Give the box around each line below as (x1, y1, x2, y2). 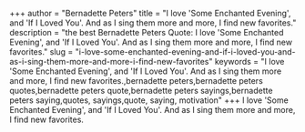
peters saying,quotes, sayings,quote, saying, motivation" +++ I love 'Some (9, 95, 289, 106)
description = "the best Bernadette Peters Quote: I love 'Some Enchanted (9, 27, 284, 37)
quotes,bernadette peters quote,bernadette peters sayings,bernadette (9, 86, 273, 96)
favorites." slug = (9, 46, 74, 57)
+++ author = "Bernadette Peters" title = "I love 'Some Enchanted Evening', (9, 8, 291, 18)
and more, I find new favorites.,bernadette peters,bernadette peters (9, 76, 264, 86)
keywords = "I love (214, 56, 285, 66)
